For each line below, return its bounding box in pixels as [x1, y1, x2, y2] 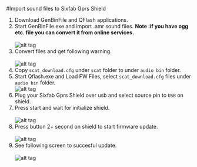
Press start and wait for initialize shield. [14, 104, 110, 111]
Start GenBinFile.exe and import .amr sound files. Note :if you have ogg [14, 23, 189, 30]
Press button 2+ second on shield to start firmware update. [14, 123, 158, 130]
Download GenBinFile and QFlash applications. [14, 17, 128, 23]
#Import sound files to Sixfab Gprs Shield [6, 5, 106, 12]
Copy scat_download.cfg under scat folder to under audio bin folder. [14, 67, 181, 73]
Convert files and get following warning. [14, 48, 112, 55]
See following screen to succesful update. [14, 142, 117, 149]
